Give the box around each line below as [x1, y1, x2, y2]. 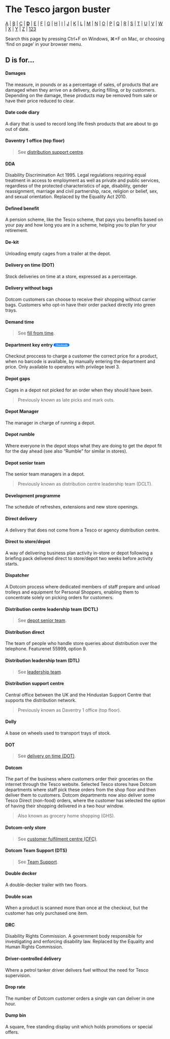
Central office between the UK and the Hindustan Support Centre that [5, 691, 151, 698]
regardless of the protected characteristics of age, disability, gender [5, 183, 148, 189]
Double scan [5, 893, 32, 900]
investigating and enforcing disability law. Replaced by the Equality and [5, 938, 154, 945]
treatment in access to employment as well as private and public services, [5, 177, 160, 184]
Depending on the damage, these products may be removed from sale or [5, 92, 158, 98]
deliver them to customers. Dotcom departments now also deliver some [5, 792, 155, 798]
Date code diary [5, 109, 40, 116]
